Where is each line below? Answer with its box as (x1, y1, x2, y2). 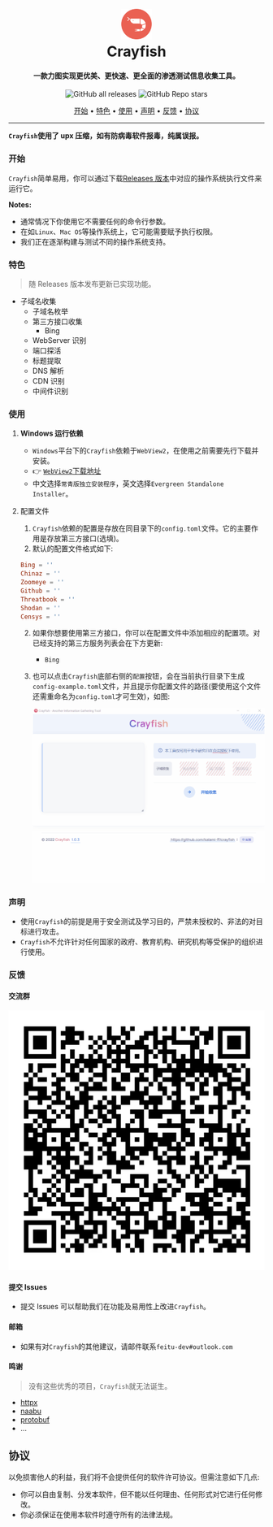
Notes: (8, 199, 32, 210)
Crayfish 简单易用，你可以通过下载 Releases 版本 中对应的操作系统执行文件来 (8, 173, 262, 183)
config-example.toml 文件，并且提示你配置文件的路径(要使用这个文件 (32, 682, 262, 692)
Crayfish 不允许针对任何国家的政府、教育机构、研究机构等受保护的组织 (19, 937, 257, 947)
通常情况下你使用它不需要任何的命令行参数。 (19, 216, 171, 226)
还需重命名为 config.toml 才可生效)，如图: (32, 692, 171, 701)
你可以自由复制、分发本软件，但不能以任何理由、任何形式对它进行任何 (19, 1489, 256, 1499)
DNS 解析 (32, 366, 65, 375)
